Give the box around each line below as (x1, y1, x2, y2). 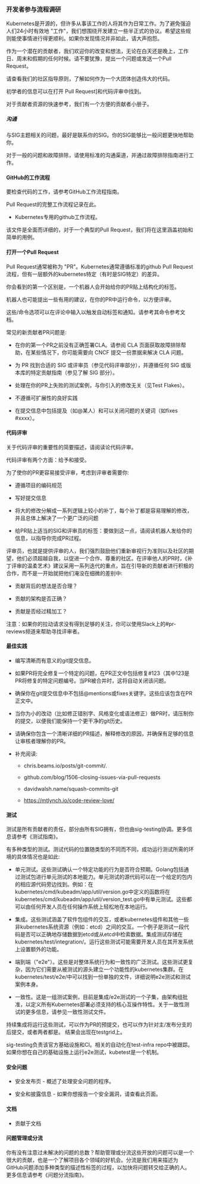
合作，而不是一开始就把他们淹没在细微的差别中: (6, 569, 123, 576)
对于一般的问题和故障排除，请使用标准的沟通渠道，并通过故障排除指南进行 (6, 152, 189, 159)
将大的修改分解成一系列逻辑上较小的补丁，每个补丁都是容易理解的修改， (14, 507, 192, 514)
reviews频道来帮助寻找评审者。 (6, 628, 83, 635)
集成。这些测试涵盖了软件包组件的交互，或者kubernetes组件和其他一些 (14, 916, 189, 923)
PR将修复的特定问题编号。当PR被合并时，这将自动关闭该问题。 (14, 677, 170, 684)
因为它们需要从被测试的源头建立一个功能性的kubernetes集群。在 (25, 966, 184, 973)
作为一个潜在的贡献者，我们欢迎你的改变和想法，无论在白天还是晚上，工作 (6, 48, 189, 55)
